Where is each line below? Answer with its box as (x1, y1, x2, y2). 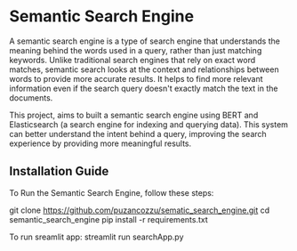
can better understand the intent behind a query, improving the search (9, 128, 267, 139)
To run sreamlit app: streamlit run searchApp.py (9, 231, 184, 242)
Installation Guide (9, 164, 109, 179)
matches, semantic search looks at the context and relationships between (9, 64, 279, 75)
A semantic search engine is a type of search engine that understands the (9, 36, 280, 46)
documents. (9, 92, 53, 103)
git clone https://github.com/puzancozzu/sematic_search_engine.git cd (9, 205, 270, 215)
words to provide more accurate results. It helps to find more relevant (9, 73, 263, 84)
